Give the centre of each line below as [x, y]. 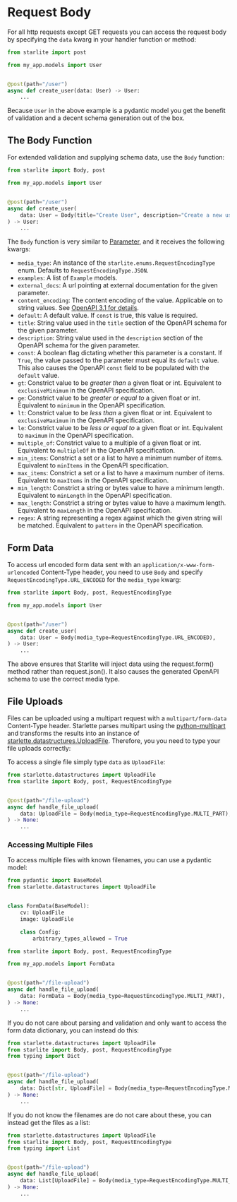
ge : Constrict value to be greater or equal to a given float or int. [109, 398]
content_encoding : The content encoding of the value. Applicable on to [120, 300]
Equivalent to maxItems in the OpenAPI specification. [93, 480]
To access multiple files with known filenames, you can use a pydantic [109, 860]
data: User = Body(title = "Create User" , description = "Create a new [121, 215]
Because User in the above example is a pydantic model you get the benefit [116, 111]
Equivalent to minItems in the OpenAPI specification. [93, 465]
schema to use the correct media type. [63, 679]
